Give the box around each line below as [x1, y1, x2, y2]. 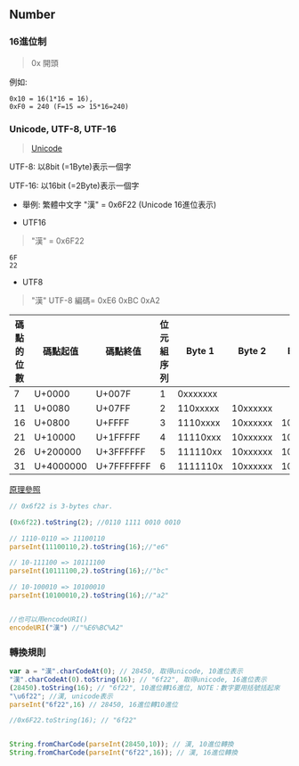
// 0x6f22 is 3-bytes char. [9, 501, 114, 511]
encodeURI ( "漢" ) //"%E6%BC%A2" [9, 623, 125, 632]
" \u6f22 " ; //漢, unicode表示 [9, 691, 114, 701]
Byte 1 [185, 344, 215, 357]
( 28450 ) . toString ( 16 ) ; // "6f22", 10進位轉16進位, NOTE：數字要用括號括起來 [9, 683, 280, 692]
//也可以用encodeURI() [9, 614, 88, 623]
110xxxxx [177, 401, 220, 414]
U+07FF [95, 401, 131, 414]
